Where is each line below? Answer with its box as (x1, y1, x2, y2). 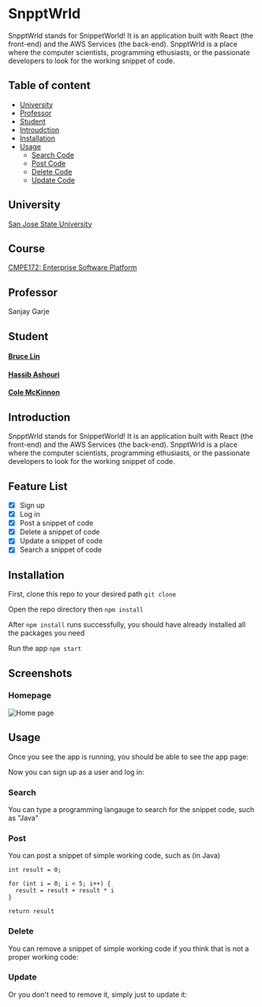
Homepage (8, 690, 51, 701)
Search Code (31, 150, 75, 159)
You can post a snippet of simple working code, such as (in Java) (8, 851, 221, 860)
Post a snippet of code (19, 518, 94, 528)
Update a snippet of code (19, 536, 103, 545)
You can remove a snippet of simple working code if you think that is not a (8, 944, 249, 953)
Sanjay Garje (8, 307, 50, 316)
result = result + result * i (15, 887, 114, 895)
